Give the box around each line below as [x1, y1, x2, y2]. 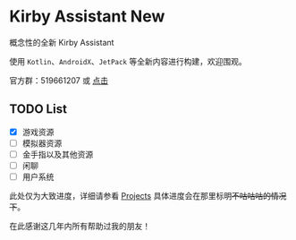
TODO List [9, 101, 67, 117]
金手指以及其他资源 [21, 149, 94, 159]
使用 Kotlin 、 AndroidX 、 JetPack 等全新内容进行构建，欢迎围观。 [9, 56, 248, 66]
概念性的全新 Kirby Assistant [9, 37, 114, 47]
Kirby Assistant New [9, 6, 165, 27]
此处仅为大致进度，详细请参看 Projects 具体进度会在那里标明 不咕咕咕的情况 [9, 191, 287, 201]
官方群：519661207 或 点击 [9, 74, 109, 86]
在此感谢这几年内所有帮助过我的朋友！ [9, 221, 150, 232]
